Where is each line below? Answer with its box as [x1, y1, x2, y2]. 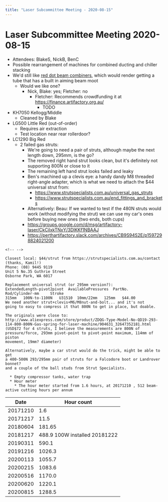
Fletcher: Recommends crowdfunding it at [35, 93, 122, 99]
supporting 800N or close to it [27, 162, 90, 169]
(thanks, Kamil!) [5, 260, 42, 265]
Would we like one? [20, 83, 60, 89]
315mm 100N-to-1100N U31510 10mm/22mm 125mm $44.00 [5, 295, 136, 300]
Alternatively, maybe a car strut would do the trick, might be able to [5, 348, 160, 353]
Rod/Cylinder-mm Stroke [5, 291, 64, 296]
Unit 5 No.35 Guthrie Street [5, 269, 66, 274]
